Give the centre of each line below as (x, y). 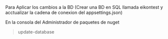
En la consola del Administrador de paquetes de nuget (63, 22)
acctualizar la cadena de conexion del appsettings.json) (64, 12)
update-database (36, 32)
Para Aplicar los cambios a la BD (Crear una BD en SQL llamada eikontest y (84, 7)
